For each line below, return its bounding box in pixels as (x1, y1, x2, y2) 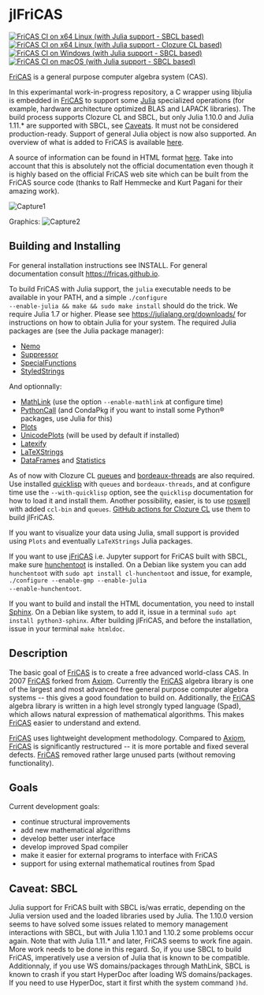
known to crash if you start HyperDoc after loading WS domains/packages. (9, 970, 253, 979)
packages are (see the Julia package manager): (9, 325, 164, 336)
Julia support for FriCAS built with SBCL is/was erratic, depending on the (9, 903, 246, 912)
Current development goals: (9, 802, 100, 811)
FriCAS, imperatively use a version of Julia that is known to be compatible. (9, 953, 251, 963)
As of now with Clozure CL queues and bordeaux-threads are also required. (9, 470, 255, 480)
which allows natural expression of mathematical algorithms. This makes (9, 709, 245, 718)
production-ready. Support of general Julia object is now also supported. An (9, 128, 257, 139)
